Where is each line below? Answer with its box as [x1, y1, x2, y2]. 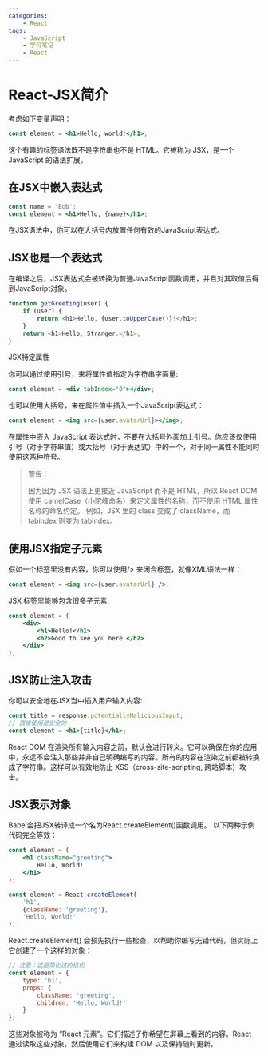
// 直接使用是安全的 [8, 719, 67, 727]
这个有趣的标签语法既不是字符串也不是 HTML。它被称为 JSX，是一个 [8, 145, 235, 154]
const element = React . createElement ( [8, 891, 137, 899]
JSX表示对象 [8, 797, 72, 811]
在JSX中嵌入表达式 [8, 181, 103, 194]
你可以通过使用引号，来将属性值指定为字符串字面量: [8, 369, 179, 379]
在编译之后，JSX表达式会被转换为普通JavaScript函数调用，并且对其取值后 [8, 273, 253, 284]
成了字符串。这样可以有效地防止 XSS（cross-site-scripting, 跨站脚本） [8, 762, 240, 771]
